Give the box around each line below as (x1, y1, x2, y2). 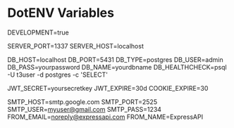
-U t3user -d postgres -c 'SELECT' (7, 70, 108, 79)
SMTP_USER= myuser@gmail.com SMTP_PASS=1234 (7, 105, 162, 113)
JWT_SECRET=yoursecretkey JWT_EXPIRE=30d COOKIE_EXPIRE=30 (7, 84, 209, 92)
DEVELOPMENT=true (7, 28, 69, 37)
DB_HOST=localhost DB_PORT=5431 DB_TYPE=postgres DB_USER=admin (7, 55, 223, 64)
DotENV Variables (7, 5, 115, 21)
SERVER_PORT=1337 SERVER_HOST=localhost (7, 41, 144, 50)
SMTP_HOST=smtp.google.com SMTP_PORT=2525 (7, 97, 157, 106)
